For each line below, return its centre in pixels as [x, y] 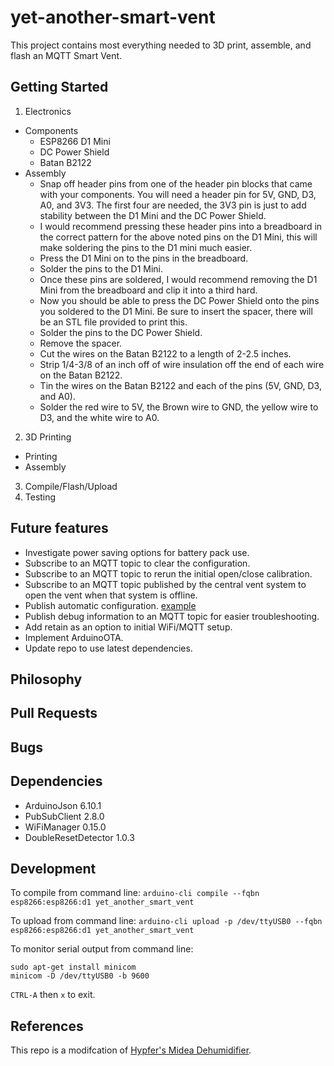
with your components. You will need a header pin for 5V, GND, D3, [178, 194]
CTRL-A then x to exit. [53, 995]
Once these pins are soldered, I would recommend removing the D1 [178, 279]
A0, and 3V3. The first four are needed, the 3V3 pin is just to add [173, 205]
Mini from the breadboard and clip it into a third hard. [148, 290]
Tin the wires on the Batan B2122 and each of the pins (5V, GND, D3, [180, 385]
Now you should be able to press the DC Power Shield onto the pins [179, 300]
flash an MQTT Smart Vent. [66, 55]
